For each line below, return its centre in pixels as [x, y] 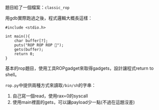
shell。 [12, 75]
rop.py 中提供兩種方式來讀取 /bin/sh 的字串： [51, 85]
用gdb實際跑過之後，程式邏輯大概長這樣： [49, 18]
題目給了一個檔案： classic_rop [37, 7]
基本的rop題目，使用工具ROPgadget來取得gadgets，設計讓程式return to [79, 68]
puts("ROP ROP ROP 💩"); [39, 45]
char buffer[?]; [31, 41]
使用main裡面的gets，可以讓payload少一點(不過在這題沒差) [74, 102]
